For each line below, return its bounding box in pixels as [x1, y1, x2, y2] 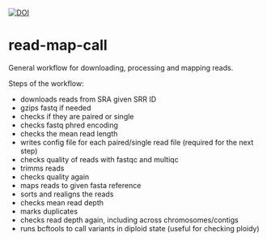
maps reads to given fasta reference [19, 180, 142, 190]
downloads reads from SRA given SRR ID [19, 94, 157, 104]
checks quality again [19, 171, 90, 182]
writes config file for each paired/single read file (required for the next [19, 137, 254, 147]
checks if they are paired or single [19, 111, 134, 121]
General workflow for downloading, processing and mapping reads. [8, 62, 234, 72]
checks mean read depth [19, 197, 104, 207]
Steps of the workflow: [8, 78, 84, 88]
